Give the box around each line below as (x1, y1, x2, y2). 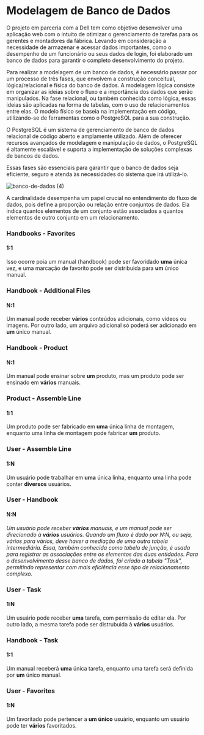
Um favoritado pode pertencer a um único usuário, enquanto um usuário (6, 715, 189, 723)
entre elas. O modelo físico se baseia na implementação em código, (6, 107, 177, 115)
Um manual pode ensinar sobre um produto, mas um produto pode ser (6, 372, 184, 380)
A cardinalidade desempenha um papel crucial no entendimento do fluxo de (6, 194, 197, 201)
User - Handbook (6, 495, 59, 504)
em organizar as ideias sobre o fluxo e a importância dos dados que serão (6, 88, 193, 95)
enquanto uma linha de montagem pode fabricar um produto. (6, 429, 161, 437)
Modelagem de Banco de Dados (6, 4, 171, 18)
